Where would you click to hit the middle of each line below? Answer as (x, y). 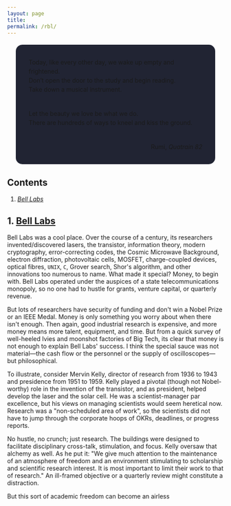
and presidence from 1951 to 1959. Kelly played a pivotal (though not (104, 381)
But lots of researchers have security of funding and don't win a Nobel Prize (115, 309)
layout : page (26, 13)
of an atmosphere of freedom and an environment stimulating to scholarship (115, 461)
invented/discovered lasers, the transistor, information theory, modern (106, 245)
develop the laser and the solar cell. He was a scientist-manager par (104, 396)
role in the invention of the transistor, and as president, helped (119, 389)
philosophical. (38, 361)
